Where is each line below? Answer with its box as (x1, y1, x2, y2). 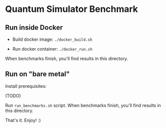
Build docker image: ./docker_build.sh (12, 36, 93, 42)
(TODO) (5, 93, 21, 99)
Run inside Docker (5, 23, 63, 32)
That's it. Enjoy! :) (5, 117, 41, 123)
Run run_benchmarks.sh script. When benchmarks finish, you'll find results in (5, 102, 162, 108)
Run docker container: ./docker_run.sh (12, 46, 93, 52)
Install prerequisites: (5, 83, 47, 89)
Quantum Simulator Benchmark (5, 3, 138, 15)
